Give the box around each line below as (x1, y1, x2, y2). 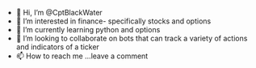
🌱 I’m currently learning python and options (15, 25, 161, 34)
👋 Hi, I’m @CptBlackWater (15, 8, 103, 17)
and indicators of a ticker (15, 42, 99, 52)
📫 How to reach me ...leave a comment (15, 51, 149, 61)
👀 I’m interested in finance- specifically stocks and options (15, 16, 212, 26)
